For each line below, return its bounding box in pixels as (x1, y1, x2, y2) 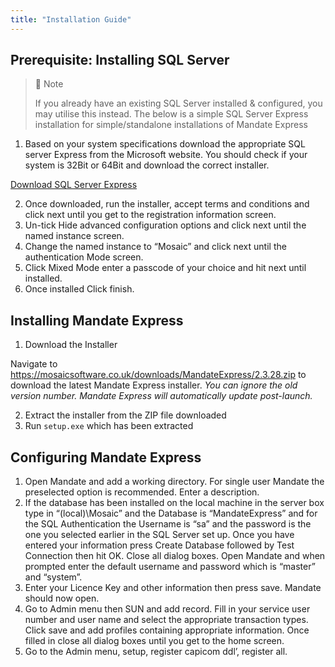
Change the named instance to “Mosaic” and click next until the (24, 241, 287, 253)
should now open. (24, 592, 100, 605)
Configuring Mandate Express (10, 449, 202, 466)
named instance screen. (24, 230, 125, 242)
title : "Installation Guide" (10, 14, 132, 25)
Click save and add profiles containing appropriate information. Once (24, 624, 310, 636)
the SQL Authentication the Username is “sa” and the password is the (24, 518, 312, 530)
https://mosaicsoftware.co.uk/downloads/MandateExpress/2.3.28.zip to (10, 369, 307, 381)
